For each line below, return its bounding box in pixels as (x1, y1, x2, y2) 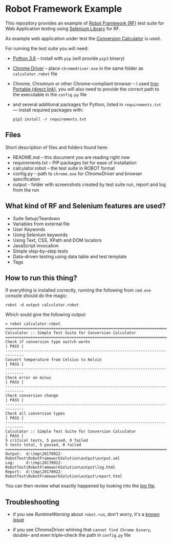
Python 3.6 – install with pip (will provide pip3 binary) (12, 55, 125, 61)
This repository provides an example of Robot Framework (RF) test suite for (5, 20, 164, 26)
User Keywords (12, 226, 46, 232)
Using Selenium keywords (12, 232, 68, 238)
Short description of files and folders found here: (5, 144, 109, 150)
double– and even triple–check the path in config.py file (12, 532, 131, 538)
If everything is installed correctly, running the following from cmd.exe (5, 287, 152, 294)
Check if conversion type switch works (5, 339, 91, 345)
